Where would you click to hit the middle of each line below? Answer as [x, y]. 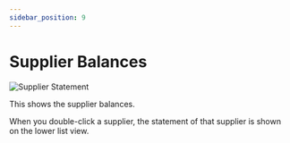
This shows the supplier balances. [72, 104]
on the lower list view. [49, 130]
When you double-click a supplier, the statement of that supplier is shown [145, 121]
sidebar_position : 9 [48, 17]
